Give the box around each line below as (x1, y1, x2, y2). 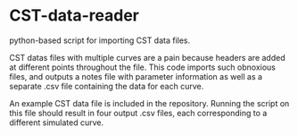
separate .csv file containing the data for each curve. (9, 80, 204, 91)
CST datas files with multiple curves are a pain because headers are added (9, 52, 286, 63)
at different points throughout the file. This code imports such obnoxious (9, 62, 277, 72)
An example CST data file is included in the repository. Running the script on (9, 97, 290, 108)
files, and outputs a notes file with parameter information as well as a (9, 71, 263, 81)
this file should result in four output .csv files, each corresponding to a (9, 107, 268, 118)
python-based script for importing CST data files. (9, 35, 191, 46)
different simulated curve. (9, 117, 104, 128)
